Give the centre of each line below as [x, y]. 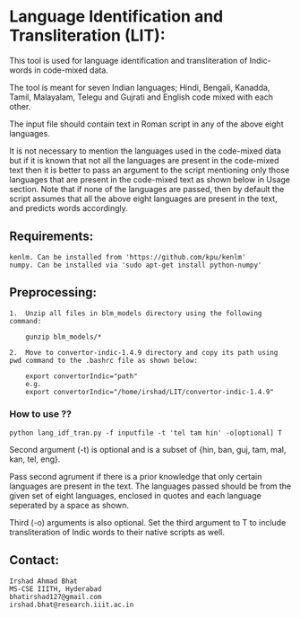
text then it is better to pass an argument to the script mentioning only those [150, 170]
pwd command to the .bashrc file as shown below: [104, 360]
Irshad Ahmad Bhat [43, 581]
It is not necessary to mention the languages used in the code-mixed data [146, 151]
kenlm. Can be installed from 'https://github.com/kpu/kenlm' [128, 257]
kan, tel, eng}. [35, 459]
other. [20, 106]
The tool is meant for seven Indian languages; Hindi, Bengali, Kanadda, [140, 87]
